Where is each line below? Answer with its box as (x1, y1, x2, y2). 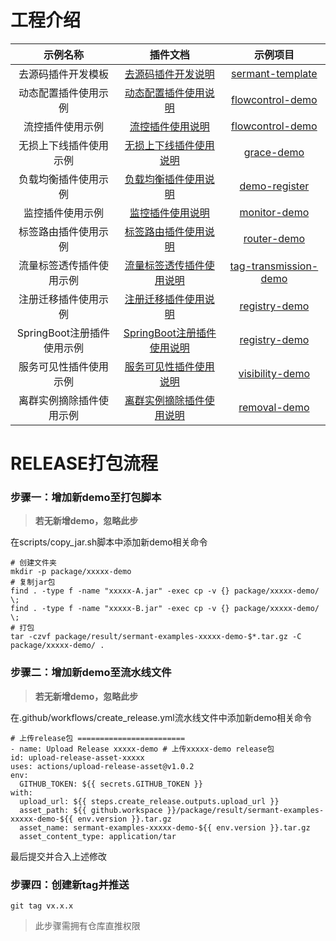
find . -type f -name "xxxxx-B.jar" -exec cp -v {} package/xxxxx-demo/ (10, 604, 320, 614)
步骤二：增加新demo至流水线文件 (10, 666, 172, 680)
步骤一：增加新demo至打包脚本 (10, 491, 162, 505)
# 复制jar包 (10, 577, 56, 588)
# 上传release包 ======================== (10, 733, 186, 743)
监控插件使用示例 (23, 206, 104, 220)
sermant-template (231, 66, 318, 80)
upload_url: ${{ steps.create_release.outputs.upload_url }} (19, 796, 280, 806)
